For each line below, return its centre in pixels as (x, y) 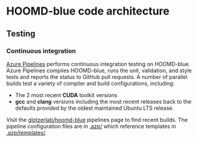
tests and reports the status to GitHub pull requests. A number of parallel (97, 76)
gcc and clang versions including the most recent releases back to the (103, 101)
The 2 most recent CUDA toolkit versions (66, 95)
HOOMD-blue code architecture (88, 11)
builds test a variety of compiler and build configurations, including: (91, 83)
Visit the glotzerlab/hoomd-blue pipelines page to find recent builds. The (97, 120)
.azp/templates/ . (27, 132)
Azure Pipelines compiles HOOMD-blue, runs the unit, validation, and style (99, 70)
